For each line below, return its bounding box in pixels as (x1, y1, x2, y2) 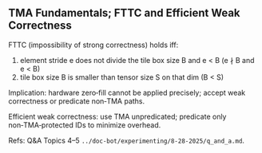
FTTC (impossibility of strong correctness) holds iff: (8, 40, 179, 49)
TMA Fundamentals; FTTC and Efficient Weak (8, 6, 241, 20)
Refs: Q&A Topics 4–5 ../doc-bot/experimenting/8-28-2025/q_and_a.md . (8, 135, 245, 145)
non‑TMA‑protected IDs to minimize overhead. (8, 120, 161, 130)
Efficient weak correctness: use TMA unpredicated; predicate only (8, 112, 227, 121)
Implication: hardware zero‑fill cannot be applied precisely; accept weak (8, 88, 246, 97)
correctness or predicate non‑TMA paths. (8, 96, 145, 106)
